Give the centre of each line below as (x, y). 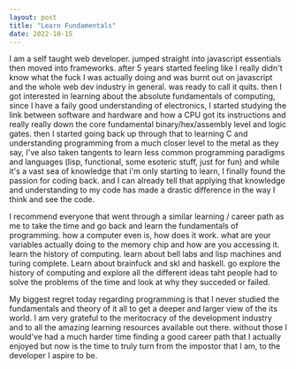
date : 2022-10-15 (41, 34)
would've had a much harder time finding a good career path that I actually (145, 337)
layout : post (33, 17)
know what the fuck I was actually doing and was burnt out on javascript (141, 78)
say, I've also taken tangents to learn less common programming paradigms (147, 153)
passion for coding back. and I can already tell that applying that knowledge (147, 181)
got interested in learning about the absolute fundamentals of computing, (142, 96)
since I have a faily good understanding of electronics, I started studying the (148, 106)
